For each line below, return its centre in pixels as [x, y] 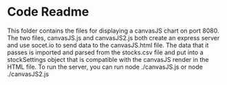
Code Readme [48, 12]
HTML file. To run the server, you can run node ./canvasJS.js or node [105, 67]
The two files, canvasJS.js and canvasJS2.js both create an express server [113, 37]
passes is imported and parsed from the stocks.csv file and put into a [105, 52]
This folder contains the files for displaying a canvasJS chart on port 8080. [113, 31]
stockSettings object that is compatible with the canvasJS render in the [108, 59]
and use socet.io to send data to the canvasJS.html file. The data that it [108, 45]
